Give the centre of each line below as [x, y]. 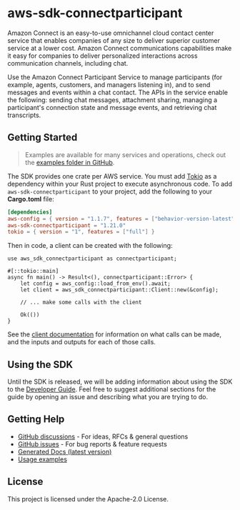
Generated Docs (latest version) [65, 451]
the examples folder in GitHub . [70, 162]
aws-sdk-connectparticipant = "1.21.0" [67, 225]
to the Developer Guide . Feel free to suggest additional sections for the [112, 389]
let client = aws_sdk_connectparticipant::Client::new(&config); [120, 290]
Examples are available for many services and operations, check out [125, 154]
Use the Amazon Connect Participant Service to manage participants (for [115, 77]
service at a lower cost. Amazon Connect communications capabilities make [120, 48]
